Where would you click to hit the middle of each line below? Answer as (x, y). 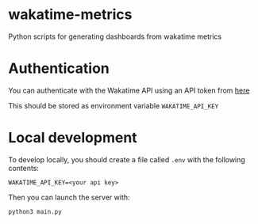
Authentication (59, 68)
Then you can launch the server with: (69, 197)
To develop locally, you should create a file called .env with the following (127, 159)
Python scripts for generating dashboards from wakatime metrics (115, 36)
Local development (73, 138)
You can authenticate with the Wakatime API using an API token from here (129, 90)
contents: (24, 168)
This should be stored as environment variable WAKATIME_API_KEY (114, 105)
